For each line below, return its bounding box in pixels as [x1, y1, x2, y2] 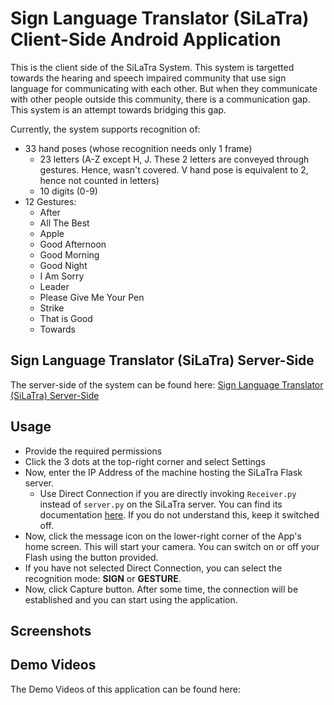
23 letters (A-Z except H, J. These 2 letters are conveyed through [39, 153, 310, 165]
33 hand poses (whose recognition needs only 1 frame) [24, 142, 253, 154]
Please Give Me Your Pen [39, 291, 145, 303]
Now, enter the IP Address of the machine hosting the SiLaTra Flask [24, 466, 303, 478]
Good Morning [39, 248, 100, 261]
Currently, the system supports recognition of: [10, 123, 201, 135]
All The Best [39, 217, 90, 229]
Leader [39, 280, 70, 292]
